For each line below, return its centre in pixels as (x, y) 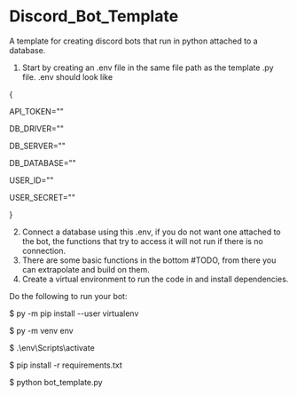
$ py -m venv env (41, 330)
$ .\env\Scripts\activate (52, 347)
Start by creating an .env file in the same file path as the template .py (148, 67)
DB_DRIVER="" (37, 128)
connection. (44, 250)
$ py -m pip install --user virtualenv (74, 313)
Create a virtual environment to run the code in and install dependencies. (155, 279)
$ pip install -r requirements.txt (66, 365)
